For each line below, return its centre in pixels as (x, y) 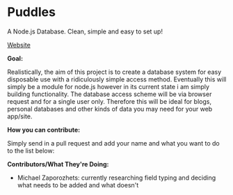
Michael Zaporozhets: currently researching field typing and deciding (116, 178)
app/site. (20, 116)
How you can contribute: (44, 130)
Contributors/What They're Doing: (58, 164)
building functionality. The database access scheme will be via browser (110, 94)
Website (19, 45)
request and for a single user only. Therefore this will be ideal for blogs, (110, 101)
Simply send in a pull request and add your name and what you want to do (114, 143)
